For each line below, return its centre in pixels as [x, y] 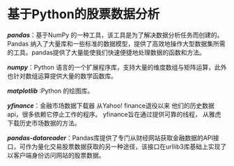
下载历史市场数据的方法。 [44, 123]
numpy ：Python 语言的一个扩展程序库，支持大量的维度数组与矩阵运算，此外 [117, 67]
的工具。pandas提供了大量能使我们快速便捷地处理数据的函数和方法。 [106, 52]
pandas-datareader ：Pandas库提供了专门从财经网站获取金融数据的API [110, 137]
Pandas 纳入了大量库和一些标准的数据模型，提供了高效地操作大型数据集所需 [116, 43]
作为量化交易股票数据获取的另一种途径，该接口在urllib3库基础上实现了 [126, 146]
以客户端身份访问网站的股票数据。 [56, 155]
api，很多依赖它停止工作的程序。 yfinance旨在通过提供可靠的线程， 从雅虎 [114, 114]
